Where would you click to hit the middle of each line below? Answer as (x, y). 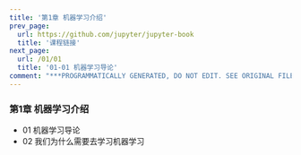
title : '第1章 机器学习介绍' (58, 17)
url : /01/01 (40, 59)
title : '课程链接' (49, 43)
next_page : (30, 51)
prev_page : (30, 26)
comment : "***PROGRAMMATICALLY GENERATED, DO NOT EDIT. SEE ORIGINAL (142, 76)
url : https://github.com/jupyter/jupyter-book (106, 34)
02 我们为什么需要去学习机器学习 (83, 142)
